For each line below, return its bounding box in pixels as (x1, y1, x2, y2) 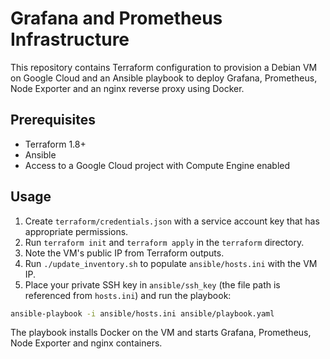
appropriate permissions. (24, 225, 129, 237)
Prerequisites (10, 112, 96, 129)
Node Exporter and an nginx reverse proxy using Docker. (10, 82, 245, 94)
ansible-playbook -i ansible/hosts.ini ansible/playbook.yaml (10, 308, 275, 319)
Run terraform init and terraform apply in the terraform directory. (24, 236, 305, 248)
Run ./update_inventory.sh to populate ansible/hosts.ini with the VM (24, 257, 318, 269)
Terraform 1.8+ (24, 138, 87, 150)
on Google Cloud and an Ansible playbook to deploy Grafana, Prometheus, (10, 72, 318, 84)
